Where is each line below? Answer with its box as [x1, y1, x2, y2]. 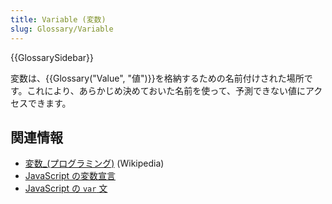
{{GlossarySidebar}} [10, 51, 95, 63]
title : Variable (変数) [10, 14, 107, 25]
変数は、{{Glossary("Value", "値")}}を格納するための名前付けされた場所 [10, 72, 305, 84]
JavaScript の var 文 [24, 182, 108, 195]
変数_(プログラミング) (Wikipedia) [24, 157, 165, 170]
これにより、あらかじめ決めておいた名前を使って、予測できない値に [26, 84, 306, 96]
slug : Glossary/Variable [10, 24, 114, 34]
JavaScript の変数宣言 [24, 170, 116, 182]
